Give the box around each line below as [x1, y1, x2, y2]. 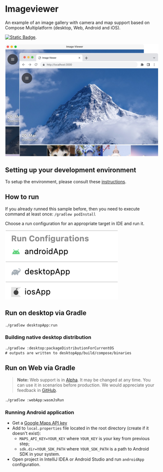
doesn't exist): [12, 430, 41, 436]
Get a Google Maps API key [12, 420, 67, 426]
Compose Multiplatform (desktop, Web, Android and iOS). [5, 24, 121, 30]
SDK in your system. [19, 451, 60, 457]
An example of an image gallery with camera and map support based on [5, 20, 150, 25]
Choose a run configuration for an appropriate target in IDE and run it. [5, 220, 145, 226]
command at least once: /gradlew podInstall [5, 211, 96, 217]
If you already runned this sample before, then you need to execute [5, 206, 140, 212]
